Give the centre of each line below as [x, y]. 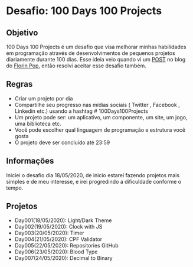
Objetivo [22, 33]
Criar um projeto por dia [44, 98]
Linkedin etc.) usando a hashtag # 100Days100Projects [81, 111]
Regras [19, 84]
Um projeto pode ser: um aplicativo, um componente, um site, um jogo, [101, 117]
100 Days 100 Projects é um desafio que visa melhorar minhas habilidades [96, 47]
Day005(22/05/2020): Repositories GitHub [67, 246]
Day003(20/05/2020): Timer [49, 233]
